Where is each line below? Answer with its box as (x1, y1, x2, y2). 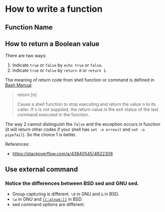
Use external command (5, 165, 78, 173)
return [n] (17, 92, 37, 98)
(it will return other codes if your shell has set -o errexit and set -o (5, 126, 145, 132)
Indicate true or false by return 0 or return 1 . (12, 67, 107, 73)
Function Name (5, 23, 53, 31)
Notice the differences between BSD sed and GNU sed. (5, 180, 139, 186)
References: (5, 141, 30, 147)
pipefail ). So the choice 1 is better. (5, 132, 77, 138)
